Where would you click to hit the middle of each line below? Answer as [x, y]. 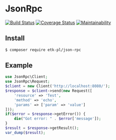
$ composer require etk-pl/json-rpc [43, 50]
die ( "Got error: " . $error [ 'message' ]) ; [58, 119]
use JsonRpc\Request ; [28, 81]
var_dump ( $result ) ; [25, 132]
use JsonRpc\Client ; [27, 77]
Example [19, 65]
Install [15, 38]
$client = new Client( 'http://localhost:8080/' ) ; [58, 86]
